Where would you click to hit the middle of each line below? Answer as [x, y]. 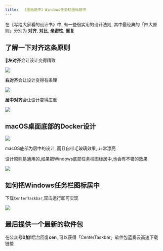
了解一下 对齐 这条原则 [38, 48]
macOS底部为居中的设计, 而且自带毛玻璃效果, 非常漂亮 [61, 148]
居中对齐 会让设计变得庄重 [31, 100]
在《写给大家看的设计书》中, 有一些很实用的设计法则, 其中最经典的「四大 [79, 24]
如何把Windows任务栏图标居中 [52, 185]
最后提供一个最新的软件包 [44, 225]
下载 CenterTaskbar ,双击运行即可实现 [42, 198]
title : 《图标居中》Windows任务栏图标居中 [46, 10]
